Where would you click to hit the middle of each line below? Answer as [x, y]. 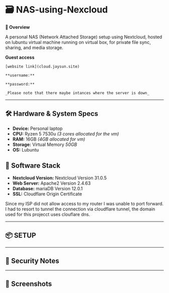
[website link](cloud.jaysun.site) [43, 66]
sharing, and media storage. [34, 47]
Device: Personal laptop [37, 128]
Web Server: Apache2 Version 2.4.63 [52, 183]
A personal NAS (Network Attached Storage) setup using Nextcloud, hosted [84, 37]
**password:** [20, 84]
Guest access [20, 57]
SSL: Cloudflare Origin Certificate [47, 194]
